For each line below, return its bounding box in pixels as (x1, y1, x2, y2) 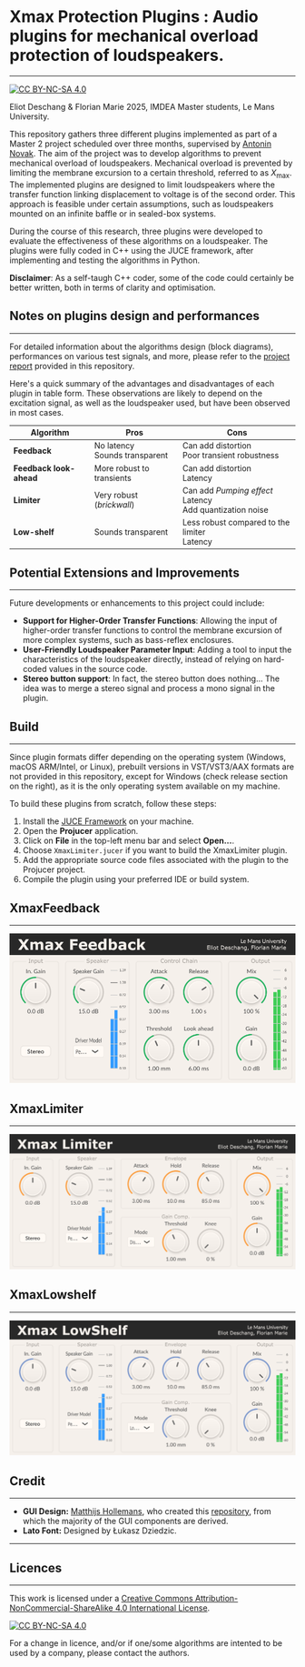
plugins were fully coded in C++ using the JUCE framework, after (9, 245, 254, 256)
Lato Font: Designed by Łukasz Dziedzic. (22, 1525, 177, 1536)
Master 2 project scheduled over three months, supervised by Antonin (9, 138, 272, 149)
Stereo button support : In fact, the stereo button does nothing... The (22, 673, 280, 684)
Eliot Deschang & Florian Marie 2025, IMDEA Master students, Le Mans (9, 101, 275, 112)
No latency (93, 440, 134, 451)
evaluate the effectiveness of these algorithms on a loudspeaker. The (9, 235, 269, 246)
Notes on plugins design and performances (9, 308, 261, 324)
